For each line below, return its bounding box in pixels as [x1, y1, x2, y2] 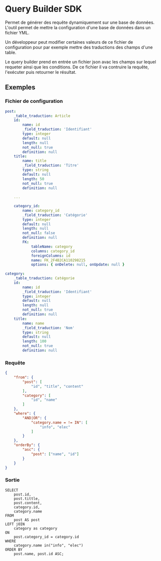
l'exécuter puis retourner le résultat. [5, 69, 77, 75]
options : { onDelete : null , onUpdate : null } [31, 262, 125, 267]
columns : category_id [31, 248, 75, 253]
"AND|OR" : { [22, 415, 47, 420]
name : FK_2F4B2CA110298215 [31, 258, 86, 263]
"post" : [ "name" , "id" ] [31, 451, 79, 457]
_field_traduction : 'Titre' [22, 163, 79, 168]
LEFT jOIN [5, 522, 25, 527]
